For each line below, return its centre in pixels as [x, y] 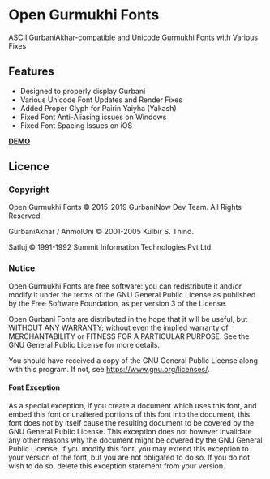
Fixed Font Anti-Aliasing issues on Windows [93, 117]
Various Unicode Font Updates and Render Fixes [101, 100]
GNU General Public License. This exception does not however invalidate [131, 431]
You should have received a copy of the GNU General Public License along [133, 360]
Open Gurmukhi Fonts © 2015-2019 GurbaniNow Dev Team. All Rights [125, 207]
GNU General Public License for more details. [84, 344]
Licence [29, 167]
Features [31, 72]
